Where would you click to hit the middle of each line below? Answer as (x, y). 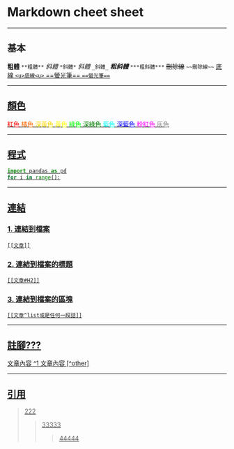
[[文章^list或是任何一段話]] (45, 316)
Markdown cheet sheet (76, 12)
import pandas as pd (37, 171)
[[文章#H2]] (23, 281)
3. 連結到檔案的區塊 (40, 300)
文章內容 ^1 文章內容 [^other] (48, 363)
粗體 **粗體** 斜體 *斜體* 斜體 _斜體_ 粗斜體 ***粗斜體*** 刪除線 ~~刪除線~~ (111, 66)
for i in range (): (34, 178)
